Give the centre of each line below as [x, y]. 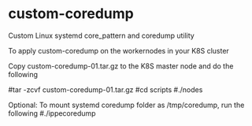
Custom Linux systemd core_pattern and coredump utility [101, 35]
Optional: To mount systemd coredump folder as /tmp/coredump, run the [126, 105]
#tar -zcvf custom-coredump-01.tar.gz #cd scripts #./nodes [106, 89]
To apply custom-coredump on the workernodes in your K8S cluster [119, 50]
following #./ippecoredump [52, 113]
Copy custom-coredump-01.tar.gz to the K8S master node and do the [121, 66]
